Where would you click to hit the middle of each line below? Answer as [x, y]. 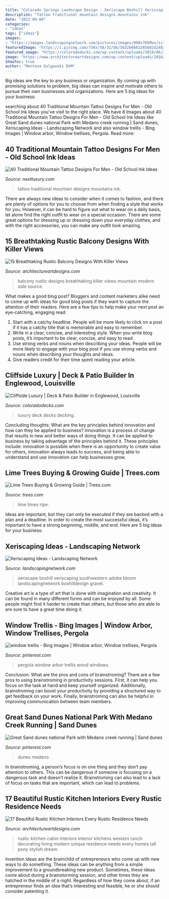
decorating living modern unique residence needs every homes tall [87, 843]
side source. [30, 286]
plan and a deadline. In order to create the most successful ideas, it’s [77, 520]
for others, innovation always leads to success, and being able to [72, 452]
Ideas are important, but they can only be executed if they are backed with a [84, 514]
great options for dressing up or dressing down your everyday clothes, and [83, 220]
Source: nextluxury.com [30, 179]
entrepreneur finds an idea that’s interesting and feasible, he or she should [82, 886]
